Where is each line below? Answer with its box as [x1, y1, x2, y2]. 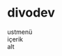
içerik [7, 35, 24, 43]
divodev [7, 5, 56, 21]
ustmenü [7, 28, 33, 36]
